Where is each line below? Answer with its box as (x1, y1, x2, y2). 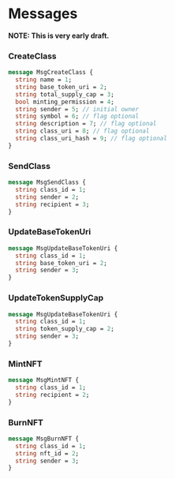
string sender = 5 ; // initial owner (15, 105, 140, 113)
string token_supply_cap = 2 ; (15, 325, 114, 333)
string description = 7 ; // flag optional (15, 120, 157, 128)
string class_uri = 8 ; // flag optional (15, 127, 150, 135)
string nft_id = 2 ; (15, 449, 80, 458)
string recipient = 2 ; (15, 391, 90, 399)
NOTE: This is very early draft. (8, 31, 110, 40)
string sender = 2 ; (15, 193, 80, 201)
